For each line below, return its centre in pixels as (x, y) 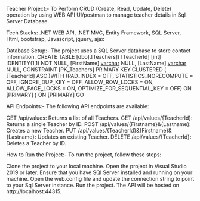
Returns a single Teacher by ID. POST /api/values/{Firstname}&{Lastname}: (99, 124)
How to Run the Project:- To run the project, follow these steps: (84, 155)
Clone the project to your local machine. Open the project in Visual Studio (96, 166)
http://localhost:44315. (34, 191)
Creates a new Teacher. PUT (41, 131)
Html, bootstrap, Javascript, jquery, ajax (55, 39)
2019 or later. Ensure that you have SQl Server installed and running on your (99, 172)
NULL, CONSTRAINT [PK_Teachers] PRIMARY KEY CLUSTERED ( (86, 70)
